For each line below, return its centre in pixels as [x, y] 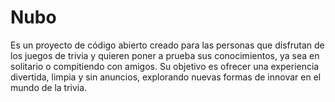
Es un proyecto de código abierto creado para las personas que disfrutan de [167, 45]
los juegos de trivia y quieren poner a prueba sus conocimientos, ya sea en [165, 55]
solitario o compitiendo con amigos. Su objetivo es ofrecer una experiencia [165, 66]
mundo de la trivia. [49, 87]
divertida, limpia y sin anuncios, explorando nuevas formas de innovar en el [166, 77]
